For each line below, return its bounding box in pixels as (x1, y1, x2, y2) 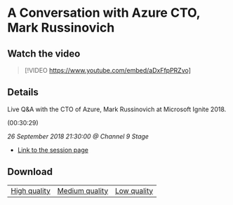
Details (7, 86, 39, 99)
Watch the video (7, 48, 81, 59)
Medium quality (57, 185, 109, 195)
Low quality (114, 185, 153, 195)
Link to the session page (17, 146, 89, 154)
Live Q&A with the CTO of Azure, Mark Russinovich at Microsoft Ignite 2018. (7, 105, 227, 113)
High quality (11, 185, 51, 195)
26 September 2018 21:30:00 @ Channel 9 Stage (7, 132, 149, 141)
